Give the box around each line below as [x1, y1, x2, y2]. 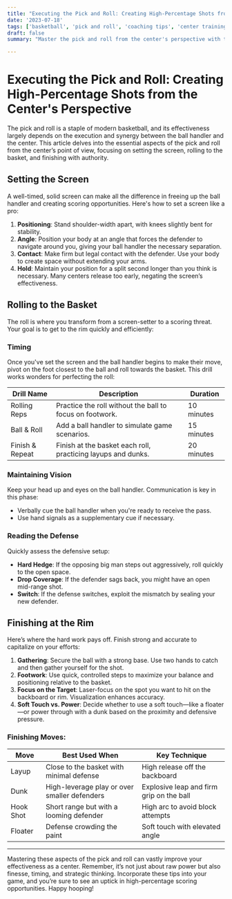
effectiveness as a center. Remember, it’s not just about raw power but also [7, 862, 221, 870]
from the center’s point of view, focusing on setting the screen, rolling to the [7, 146, 223, 154]
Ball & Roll [10, 425, 43, 434]
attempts [141, 810, 171, 820]
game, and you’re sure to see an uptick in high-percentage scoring [7, 877, 197, 885]
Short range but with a [46, 801, 118, 811]
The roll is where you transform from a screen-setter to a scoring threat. [7, 317, 213, 326]
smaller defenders [46, 790, 105, 800]
